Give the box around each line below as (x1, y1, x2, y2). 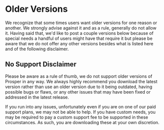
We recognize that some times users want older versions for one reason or (5, 20, 157, 26)
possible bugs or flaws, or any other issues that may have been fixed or (5, 89, 151, 95)
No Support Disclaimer (5, 60, 77, 68)
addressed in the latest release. (5, 94, 69, 100)
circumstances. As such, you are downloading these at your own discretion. (5, 119, 160, 125)
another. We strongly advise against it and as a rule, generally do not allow (5, 25, 157, 31)
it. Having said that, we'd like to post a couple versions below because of (5, 30, 154, 36)
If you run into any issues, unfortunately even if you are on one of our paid (5, 103, 156, 109)
